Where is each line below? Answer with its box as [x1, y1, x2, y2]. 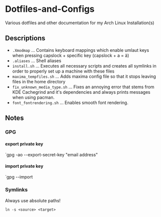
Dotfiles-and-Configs [5, 3, 95, 15]
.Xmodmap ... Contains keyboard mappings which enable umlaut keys [12, 47, 149, 53]
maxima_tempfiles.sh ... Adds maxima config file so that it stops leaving [12, 73, 156, 79]
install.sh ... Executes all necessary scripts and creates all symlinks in [12, 63, 157, 69]
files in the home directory [12, 78, 66, 84]
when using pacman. [12, 94, 55, 100]
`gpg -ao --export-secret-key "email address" [5, 152, 98, 158]
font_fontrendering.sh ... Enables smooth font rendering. [12, 100, 129, 106]
